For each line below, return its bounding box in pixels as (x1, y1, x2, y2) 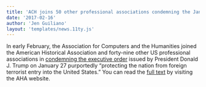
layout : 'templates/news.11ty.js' (6, 26, 95, 32)
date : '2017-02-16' (6, 15, 56, 21)
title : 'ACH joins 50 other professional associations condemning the (6, 9, 191, 15)
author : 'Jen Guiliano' (6, 20, 67, 26)
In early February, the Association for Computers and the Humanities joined (6, 43, 197, 50)
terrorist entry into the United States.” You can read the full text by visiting (6, 68, 193, 76)
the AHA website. (6, 75, 50, 82)
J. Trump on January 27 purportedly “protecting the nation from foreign (6, 62, 187, 69)
